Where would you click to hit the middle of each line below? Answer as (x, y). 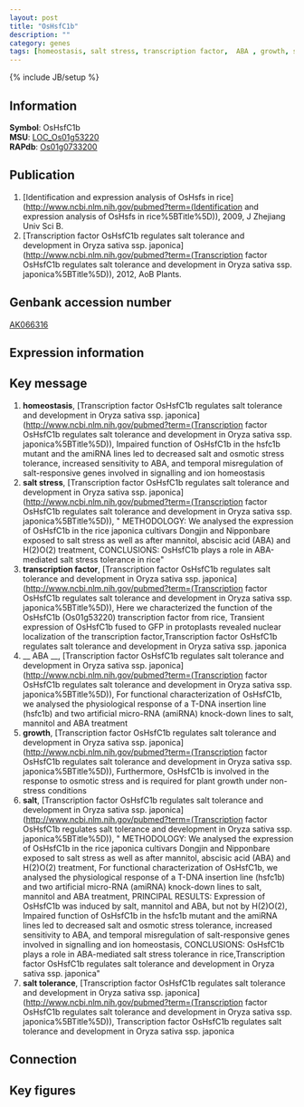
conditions (67, 790)
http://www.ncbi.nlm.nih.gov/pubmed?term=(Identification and (142, 207)
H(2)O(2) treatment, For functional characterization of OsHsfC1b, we (150, 867)
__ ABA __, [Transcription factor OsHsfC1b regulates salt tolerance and (153, 655)
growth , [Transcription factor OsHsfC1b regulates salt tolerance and (149, 732)
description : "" (40, 34)
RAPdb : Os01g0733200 (53, 147)
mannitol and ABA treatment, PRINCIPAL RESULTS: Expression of (143, 896)
